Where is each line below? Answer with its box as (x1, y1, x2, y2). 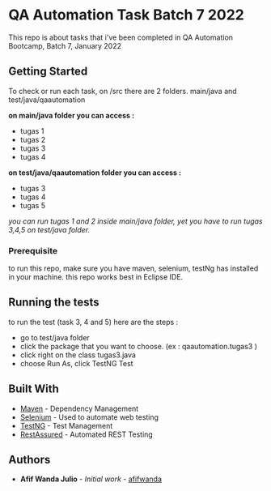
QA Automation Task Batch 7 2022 (8, 6, 244, 24)
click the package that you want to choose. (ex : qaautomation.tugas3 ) (19, 341, 257, 351)
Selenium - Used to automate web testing (19, 412, 159, 422)
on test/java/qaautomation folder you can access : (8, 168, 182, 177)
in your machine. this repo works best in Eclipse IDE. (8, 272, 184, 282)
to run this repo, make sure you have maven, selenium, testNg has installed (8, 263, 259, 273)
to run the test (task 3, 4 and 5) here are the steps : (8, 317, 179, 327)
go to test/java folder (19, 332, 91, 342)
